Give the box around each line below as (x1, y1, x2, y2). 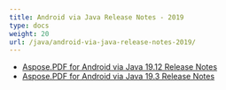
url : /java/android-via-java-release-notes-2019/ (9, 37, 197, 47)
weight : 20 (9, 29, 50, 38)
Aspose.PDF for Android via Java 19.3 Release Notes (21, 71, 215, 82)
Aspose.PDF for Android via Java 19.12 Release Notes (21, 62, 218, 72)
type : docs (9, 21, 50, 30)
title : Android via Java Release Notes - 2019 (9, 12, 184, 22)
